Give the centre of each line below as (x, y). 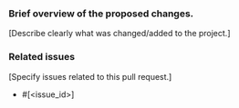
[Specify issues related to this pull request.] (90, 76)
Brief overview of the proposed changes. (101, 14)
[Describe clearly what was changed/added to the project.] (119, 34)
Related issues (42, 57)
